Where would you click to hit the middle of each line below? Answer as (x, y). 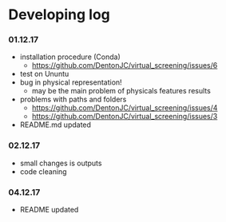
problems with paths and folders (73, 99)
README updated (49, 210)
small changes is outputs (61, 163)
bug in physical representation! (71, 82)
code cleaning (43, 171)
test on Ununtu (44, 74)
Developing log (59, 15)
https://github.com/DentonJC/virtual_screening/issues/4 (125, 108)
